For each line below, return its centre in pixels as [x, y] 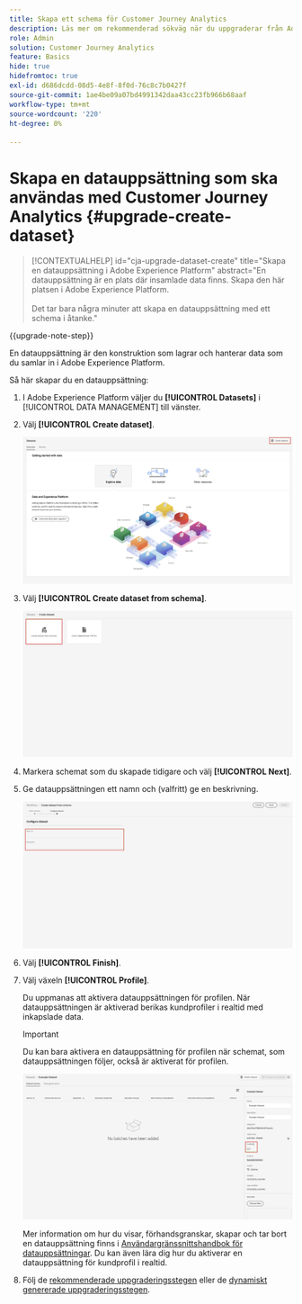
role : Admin [31, 38]
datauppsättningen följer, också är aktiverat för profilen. [125, 1061]
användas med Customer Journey [139, 198]
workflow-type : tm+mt [50, 104]
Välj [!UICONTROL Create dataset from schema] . [114, 598]
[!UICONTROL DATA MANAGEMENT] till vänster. [111, 407]
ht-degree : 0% [36, 123]
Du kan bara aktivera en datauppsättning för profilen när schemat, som [154, 1051]
